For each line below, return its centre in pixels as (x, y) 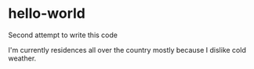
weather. (22, 58)
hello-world (47, 14)
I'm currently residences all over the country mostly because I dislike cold (127, 50)
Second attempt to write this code (63, 35)
